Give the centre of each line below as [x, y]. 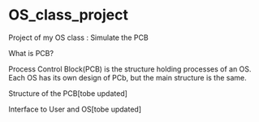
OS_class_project [68, 15]
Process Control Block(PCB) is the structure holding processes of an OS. [130, 69]
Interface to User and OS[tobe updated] [75, 109]
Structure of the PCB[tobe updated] [68, 93]
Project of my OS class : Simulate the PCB [78, 37]
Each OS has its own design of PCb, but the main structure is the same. [128, 77]
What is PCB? [31, 53]
